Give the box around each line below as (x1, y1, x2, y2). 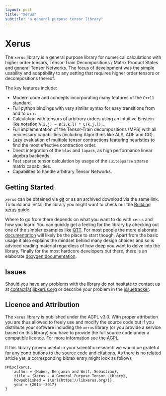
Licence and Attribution (5, 301, 80, 309)
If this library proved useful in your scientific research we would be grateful (5, 344, 159, 350)
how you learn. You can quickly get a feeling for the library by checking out (5, 222, 159, 228)
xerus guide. (5, 207, 31, 213)
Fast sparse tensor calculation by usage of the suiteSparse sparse (12, 158, 148, 164)
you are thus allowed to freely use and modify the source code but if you (5, 319, 154, 325)
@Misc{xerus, (5, 365, 32, 370)
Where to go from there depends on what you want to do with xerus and (5, 217, 153, 223)
